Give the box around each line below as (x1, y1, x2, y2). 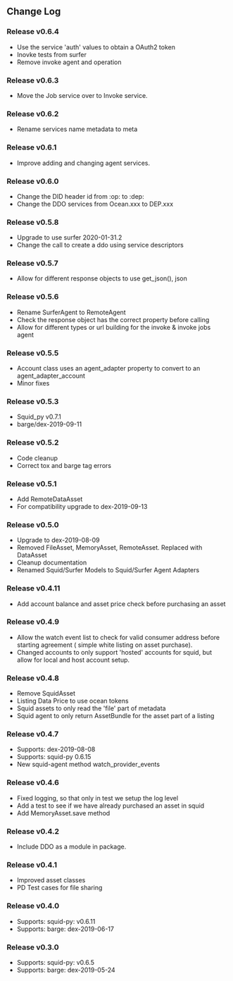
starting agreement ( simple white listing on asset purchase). (16, 641, 193, 649)
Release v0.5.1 (6, 479, 57, 488)
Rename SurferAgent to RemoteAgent (16, 308, 126, 316)
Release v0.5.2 (6, 438, 59, 448)
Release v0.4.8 (6, 673, 59, 683)
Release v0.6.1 (6, 142, 57, 152)
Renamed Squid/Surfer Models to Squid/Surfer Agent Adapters (16, 566, 200, 574)
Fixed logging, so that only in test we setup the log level (16, 794, 179, 802)
